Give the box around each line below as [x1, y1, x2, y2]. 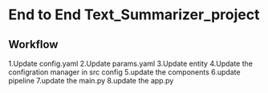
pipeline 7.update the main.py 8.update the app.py [8, 76, 174, 85]
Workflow [8, 38, 59, 51]
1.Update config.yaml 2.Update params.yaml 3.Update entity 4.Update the [8, 59, 253, 68]
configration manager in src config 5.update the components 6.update [8, 67, 241, 77]
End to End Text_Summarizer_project [8, 6, 260, 24]
